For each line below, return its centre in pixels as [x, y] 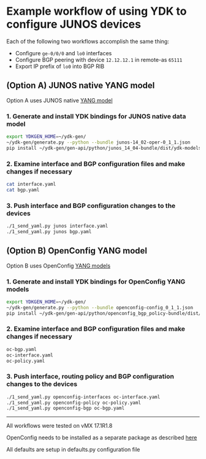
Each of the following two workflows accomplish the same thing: [88, 41]
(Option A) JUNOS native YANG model [81, 86]
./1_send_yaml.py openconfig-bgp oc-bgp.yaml [65, 408]
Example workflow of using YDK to [97, 11]
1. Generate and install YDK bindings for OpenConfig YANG [96, 282]
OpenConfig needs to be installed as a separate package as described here [102, 438]
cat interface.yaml [31, 184]
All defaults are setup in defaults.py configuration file [73, 450]
